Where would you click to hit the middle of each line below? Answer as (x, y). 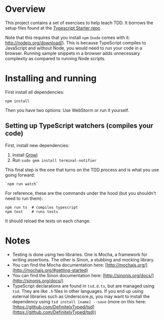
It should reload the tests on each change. (48, 221)
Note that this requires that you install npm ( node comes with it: (67, 37)
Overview (25, 9)
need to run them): (24, 198)
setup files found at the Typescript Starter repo (53, 28)
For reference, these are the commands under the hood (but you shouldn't (81, 193)
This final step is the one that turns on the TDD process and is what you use (82, 170)
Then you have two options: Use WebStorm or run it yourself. (67, 110)
